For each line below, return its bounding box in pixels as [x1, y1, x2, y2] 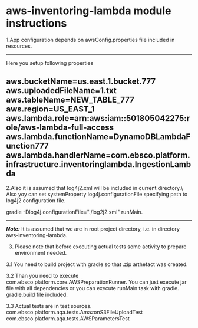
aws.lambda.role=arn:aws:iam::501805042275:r [6, 113, 190, 123]
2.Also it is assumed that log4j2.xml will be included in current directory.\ [6, 184, 183, 191]
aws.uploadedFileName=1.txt [6, 86, 117, 96]
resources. [6, 42, 32, 50]
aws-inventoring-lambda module [6, 4, 171, 18]
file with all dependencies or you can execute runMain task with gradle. [6, 284, 180, 291]
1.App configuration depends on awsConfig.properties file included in [6, 36, 175, 43]
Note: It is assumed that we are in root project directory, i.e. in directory [6, 225, 180, 232]
